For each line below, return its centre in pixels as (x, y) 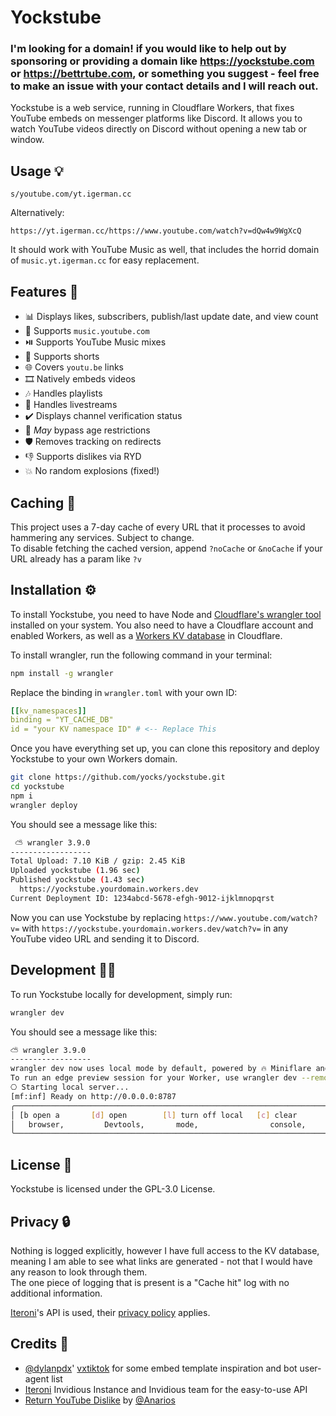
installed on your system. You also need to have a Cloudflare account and (162, 625)
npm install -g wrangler (62, 673)
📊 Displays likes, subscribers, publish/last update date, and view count (171, 317)
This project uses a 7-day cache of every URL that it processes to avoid (158, 527)
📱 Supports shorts (62, 357)
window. (27, 140)
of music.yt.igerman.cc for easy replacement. (105, 260)
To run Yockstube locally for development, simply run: (121, 994)
